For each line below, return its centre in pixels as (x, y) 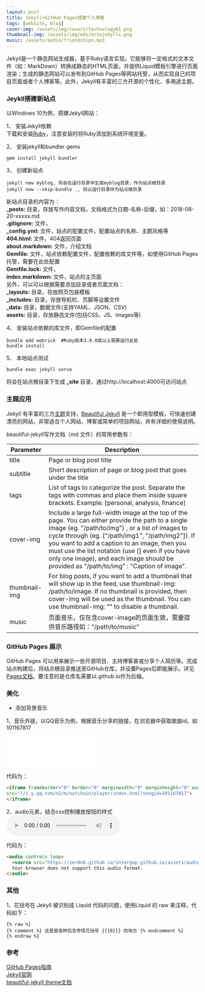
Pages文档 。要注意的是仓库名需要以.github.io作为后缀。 (77, 676)
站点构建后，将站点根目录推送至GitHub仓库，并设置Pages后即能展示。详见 (100, 668)
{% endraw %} (23, 936)
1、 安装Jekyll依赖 (29, 126)
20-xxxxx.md (23, 216)
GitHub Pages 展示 (34, 646)
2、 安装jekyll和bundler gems (43, 147)
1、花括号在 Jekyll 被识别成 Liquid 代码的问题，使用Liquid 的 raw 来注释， (99, 905)
